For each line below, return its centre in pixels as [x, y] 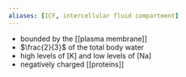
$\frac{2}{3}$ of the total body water [82, 47]
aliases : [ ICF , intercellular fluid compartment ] [94, 16]
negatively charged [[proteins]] [72, 64]
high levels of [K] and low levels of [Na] [86, 55]
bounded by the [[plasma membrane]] [83, 38]
